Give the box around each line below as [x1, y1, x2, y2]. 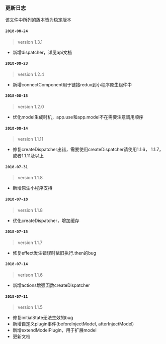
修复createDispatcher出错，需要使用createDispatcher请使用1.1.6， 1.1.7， [12, 147, 164, 153]
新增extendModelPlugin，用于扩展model [12, 327, 97, 333]
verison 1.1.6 [17, 272, 43, 278]
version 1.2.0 [17, 103, 44, 109]
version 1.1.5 [17, 304, 43, 310]
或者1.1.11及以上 [12, 153, 44, 159]
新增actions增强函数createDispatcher [12, 282, 91, 288]
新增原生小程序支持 [12, 185, 53, 191]
